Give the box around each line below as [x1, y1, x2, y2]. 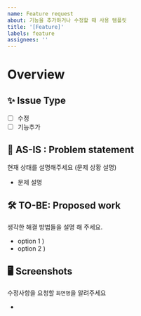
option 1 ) [17, 237, 45, 245]
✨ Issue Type [7, 94, 67, 106]
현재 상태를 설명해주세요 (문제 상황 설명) [7, 163, 117, 172]
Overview [7, 67, 65, 83]
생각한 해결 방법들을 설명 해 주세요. [7, 223, 103, 231]
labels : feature [7, 29, 55, 37]
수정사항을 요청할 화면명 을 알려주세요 [7, 289, 107, 297]
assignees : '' [7, 37, 49, 44]
